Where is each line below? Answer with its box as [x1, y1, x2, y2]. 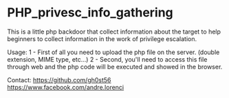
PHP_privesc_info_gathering [7, 5, 173, 21]
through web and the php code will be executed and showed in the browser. [7, 62, 223, 71]
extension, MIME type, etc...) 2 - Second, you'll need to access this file [7, 55, 208, 63]
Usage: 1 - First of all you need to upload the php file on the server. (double [7, 48, 220, 56]
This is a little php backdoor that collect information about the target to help [7, 27, 221, 36]
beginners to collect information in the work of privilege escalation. [7, 34, 197, 42]
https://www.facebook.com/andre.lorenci [7, 83, 124, 91]
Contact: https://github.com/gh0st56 [7, 75, 111, 84]
